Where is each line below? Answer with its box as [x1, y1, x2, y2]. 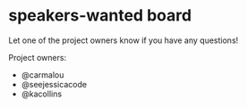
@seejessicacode [21, 79, 87, 89]
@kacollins [21, 88, 63, 99]
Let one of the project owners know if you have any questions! [8, 35, 239, 46]
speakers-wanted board [8, 5, 192, 26]
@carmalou [21, 69, 64, 80]
